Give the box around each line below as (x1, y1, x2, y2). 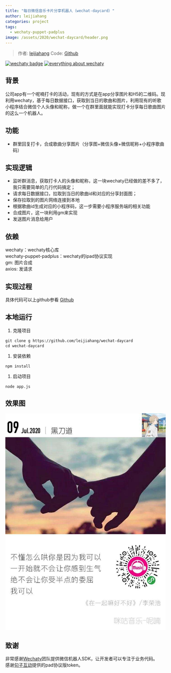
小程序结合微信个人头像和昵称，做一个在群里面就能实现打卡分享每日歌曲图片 (5, 103, 166, 109)
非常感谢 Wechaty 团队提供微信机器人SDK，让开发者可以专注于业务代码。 (5, 655, 158, 661)
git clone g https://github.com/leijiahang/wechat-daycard (5, 338, 133, 343)
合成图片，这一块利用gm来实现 (12, 210, 78, 216)
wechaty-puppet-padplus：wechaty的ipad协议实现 (5, 253, 113, 259)
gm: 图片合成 (5, 259, 33, 266)
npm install (5, 364, 31, 369)
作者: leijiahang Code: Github (17, 50, 79, 56)
